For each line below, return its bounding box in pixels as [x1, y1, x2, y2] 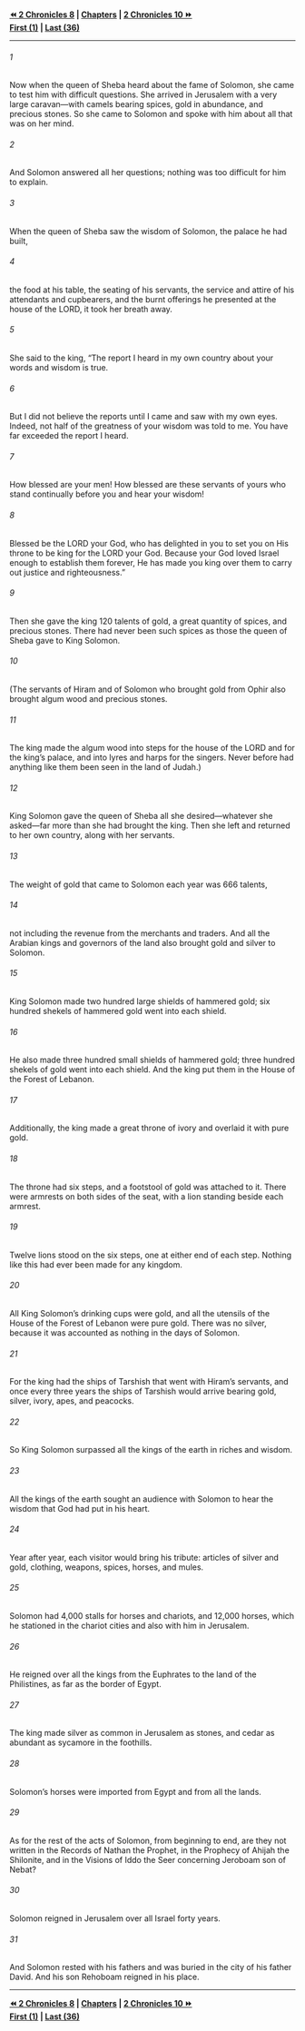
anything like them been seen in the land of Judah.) [9, 762, 202, 773]
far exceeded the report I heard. [9, 430, 129, 441]
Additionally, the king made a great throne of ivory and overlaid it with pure [9, 1122, 290, 1134]
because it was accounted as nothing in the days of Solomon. [9, 1327, 241, 1338]
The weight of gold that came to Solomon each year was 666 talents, [9, 879, 268, 890]
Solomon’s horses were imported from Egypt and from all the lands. [9, 1786, 261, 1797]
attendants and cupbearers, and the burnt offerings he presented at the [9, 293, 277, 304]
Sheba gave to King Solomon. [9, 635, 121, 646]
